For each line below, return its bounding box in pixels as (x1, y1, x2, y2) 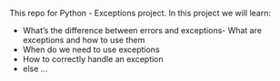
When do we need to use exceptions (22, 44, 161, 55)
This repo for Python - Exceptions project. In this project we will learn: (9, 8, 271, 18)
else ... (22, 63, 48, 74)
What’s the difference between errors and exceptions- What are (22, 25, 262, 35)
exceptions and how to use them (22, 35, 145, 45)
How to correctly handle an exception (22, 54, 164, 64)
